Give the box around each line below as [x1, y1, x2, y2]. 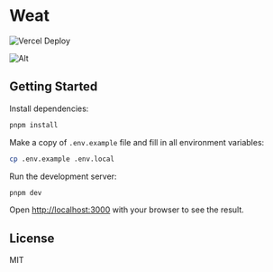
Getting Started [9, 79, 98, 95]
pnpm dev [9, 188, 42, 197]
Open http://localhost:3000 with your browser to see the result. [9, 204, 245, 215]
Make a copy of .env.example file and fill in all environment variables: [9, 136, 265, 147]
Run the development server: [9, 171, 117, 182]
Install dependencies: [9, 103, 89, 114]
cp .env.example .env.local [9, 155, 115, 164]
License [9, 230, 55, 246]
